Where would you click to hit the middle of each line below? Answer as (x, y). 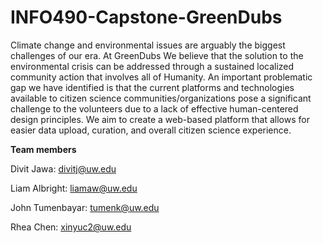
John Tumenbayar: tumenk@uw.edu (85, 207)
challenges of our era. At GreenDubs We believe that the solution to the (157, 55)
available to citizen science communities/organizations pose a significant (161, 98)
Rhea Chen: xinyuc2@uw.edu (71, 227)
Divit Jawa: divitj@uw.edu (63, 168)
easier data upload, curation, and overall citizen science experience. (151, 130)
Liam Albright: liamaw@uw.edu (74, 188)
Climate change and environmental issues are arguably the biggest (148, 45)
